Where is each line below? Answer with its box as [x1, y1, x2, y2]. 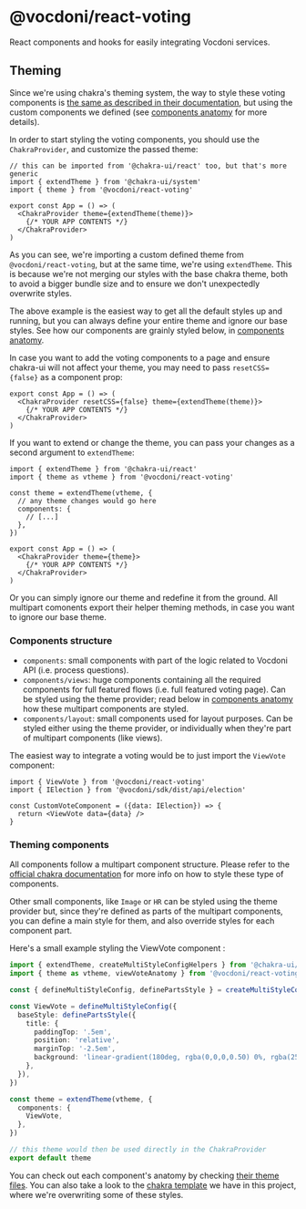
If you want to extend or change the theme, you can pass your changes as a [9, 437, 295, 448]
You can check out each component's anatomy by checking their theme [9, 1170, 280, 1181]
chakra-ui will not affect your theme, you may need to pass [9, 362, 230, 373]
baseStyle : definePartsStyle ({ [17, 1010, 137, 1019]
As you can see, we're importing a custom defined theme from [9, 249, 244, 260]
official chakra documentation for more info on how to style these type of [9, 869, 284, 880]
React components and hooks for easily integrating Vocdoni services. [9, 36, 270, 47]
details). [9, 116, 40, 127]
